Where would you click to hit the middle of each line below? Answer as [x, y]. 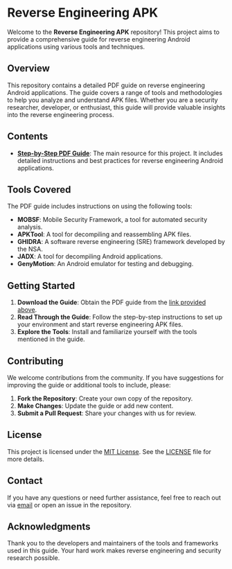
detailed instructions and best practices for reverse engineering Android [120, 160]
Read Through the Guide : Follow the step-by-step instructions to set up [120, 317]
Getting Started [41, 286]
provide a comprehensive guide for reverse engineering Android [99, 39]
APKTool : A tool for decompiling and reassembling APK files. [104, 234]
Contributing [35, 361]
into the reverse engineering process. [61, 114]
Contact [25, 481]
